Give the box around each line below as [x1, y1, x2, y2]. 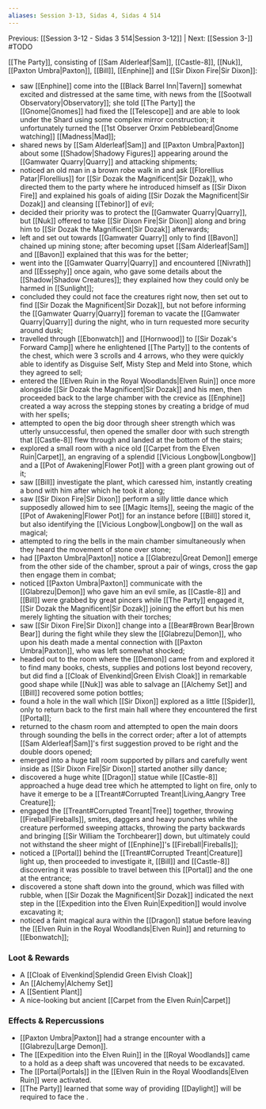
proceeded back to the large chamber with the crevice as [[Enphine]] [19, 393, 245, 402]
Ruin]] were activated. [19, 1076, 93, 1085]
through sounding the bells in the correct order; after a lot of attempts [19, 730, 247, 739]
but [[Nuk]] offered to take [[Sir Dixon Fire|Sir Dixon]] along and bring [19, 216, 246, 225]
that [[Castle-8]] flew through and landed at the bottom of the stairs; [19, 435, 243, 444]
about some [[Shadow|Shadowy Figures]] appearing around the [19, 148, 229, 158]
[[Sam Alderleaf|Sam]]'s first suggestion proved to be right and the [19, 739, 239, 748]
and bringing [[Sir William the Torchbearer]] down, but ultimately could [19, 831, 251, 841]
